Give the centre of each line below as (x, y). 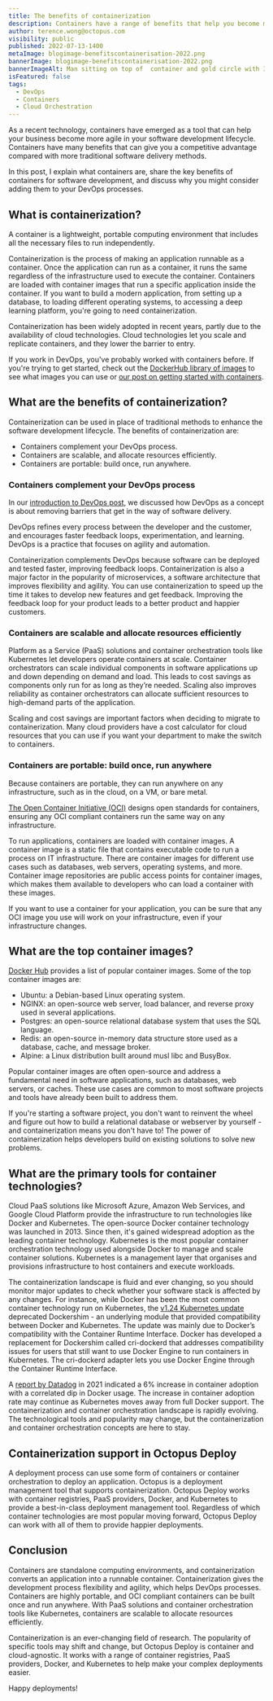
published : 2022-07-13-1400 (56, 46)
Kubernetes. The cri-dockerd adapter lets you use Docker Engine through (132, 1360)
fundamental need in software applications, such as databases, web (123, 1081)
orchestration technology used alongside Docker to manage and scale (126, 1249)
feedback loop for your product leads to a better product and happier (124, 603)
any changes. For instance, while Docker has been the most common (124, 1300)
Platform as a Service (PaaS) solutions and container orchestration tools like (136, 651)
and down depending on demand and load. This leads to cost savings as (130, 677)
